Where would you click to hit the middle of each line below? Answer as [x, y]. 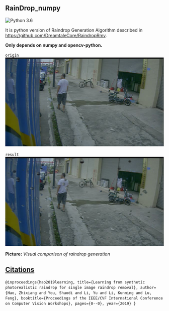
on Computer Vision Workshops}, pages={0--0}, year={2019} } [71, 303]
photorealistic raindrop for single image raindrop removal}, [72, 287]
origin [12, 55]
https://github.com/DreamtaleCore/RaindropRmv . [56, 35]
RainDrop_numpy [33, 8]
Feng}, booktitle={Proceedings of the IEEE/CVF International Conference [84, 298]
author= [148, 287]
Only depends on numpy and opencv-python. [54, 45]
